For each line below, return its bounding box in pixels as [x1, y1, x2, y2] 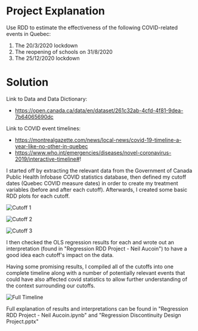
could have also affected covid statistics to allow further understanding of [6, 275, 188, 283]
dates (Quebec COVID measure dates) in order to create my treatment [6, 179, 178, 186]
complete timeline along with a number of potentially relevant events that [6, 269, 185, 276]
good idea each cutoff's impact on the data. [6, 251, 115, 258]
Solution [6, 76, 49, 89]
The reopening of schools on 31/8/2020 [14, 48, 113, 55]
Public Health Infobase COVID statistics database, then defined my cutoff [6, 173, 187, 180]
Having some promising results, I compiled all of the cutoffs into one [6, 263, 174, 270]
